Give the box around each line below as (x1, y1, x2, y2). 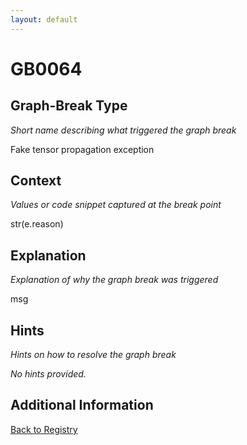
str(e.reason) (10, 218, 64, 230)
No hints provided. (10, 368, 87, 380)
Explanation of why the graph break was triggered (10, 274, 219, 286)
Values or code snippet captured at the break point (10, 199, 222, 211)
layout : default (10, 14, 78, 25)
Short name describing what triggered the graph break (10, 124, 237, 136)
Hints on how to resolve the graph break (10, 349, 177, 361)
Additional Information (10, 397, 154, 414)
